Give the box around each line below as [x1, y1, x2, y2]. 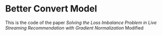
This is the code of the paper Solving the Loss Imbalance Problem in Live [5, 19, 157, 25]
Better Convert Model [5, 3, 97, 14]
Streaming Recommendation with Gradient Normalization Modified [5, 24, 144, 30]
